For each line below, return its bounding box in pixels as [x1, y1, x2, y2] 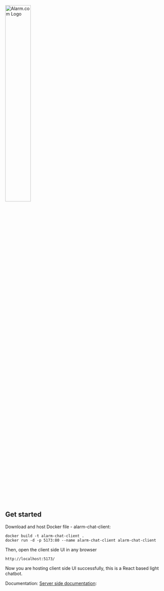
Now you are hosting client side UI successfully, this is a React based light [5, 565, 159, 571]
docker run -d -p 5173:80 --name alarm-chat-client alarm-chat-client [5, 538, 156, 543]
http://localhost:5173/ [5, 556, 55, 561]
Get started [5, 510, 42, 519]
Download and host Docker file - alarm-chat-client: [5, 524, 111, 530]
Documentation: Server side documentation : [5, 580, 97, 586]
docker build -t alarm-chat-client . [5, 533, 85, 538]
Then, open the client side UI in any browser [5, 546, 97, 553]
